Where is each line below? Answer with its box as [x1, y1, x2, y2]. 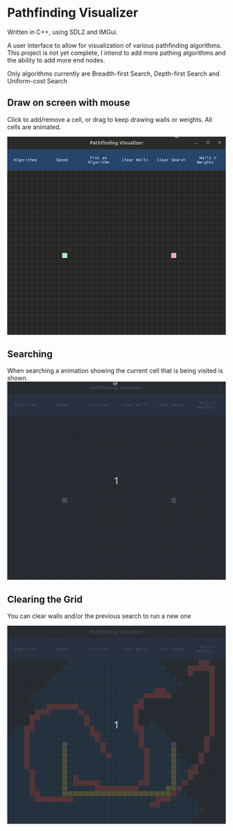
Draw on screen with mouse [7, 97, 130, 109]
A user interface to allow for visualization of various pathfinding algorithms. [7, 41, 222, 49]
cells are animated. [7, 123, 62, 131]
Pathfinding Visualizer [7, 5, 139, 21]
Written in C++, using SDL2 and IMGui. [7, 28, 118, 36]
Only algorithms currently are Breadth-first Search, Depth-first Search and [7, 69, 220, 78]
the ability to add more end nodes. [7, 55, 105, 64]
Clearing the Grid [7, 593, 83, 605]
